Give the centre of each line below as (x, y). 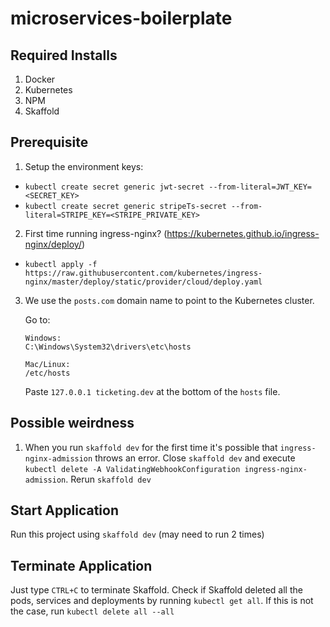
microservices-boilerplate (121, 18)
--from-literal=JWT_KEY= (260, 187)
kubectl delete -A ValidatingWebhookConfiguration (132, 469)
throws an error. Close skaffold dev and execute (195, 458)
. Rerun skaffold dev (108, 479)
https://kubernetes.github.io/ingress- (243, 233)
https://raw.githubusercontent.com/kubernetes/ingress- (143, 273)
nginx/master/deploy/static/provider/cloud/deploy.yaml (143, 282)
